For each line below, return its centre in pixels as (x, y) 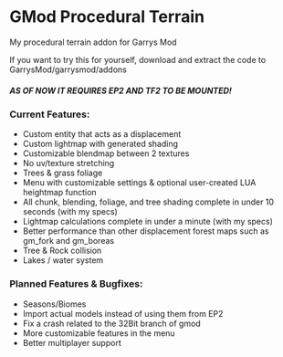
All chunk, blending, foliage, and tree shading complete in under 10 (148, 202)
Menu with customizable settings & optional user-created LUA (139, 183)
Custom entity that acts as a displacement (102, 134)
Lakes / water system (63, 260)
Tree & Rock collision (62, 251)
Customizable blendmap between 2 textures (106, 153)
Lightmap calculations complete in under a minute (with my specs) (148, 222)
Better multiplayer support (72, 342)
